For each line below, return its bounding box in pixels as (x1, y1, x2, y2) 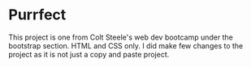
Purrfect (8, 6, 67, 24)
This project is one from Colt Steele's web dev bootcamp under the (8, 32, 233, 42)
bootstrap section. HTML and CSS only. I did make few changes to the (8, 40, 244, 50)
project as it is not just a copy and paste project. (8, 49, 170, 59)
